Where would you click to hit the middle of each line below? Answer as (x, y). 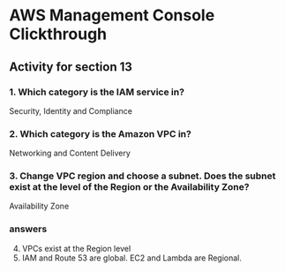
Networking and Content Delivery (70, 153)
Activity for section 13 (71, 67)
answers (28, 229)
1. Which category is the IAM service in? (97, 92)
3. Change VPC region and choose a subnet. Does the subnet (142, 176)
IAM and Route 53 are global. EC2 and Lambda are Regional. (132, 258)
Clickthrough (58, 34)
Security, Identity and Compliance (71, 110)
